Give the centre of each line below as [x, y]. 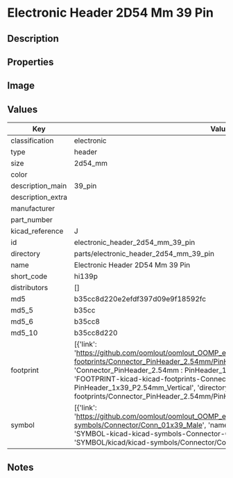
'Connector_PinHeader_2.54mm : [128, 370]
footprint [25, 370]
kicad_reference [37, 231]
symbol [23, 425]
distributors [29, 288]
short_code [29, 276]
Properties [31, 62]
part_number [32, 220]
